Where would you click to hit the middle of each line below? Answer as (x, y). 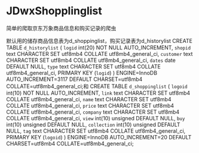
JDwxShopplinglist (54, 11)
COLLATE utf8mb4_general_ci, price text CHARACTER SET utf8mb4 (90, 105)
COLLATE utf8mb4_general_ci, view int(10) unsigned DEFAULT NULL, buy (96, 118)
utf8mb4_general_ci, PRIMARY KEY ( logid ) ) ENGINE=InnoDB (82, 73)
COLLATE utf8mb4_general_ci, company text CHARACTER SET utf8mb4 (93, 112)
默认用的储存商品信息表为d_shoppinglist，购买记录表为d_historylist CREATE (99, 40)
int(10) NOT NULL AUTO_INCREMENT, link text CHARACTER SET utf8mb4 (98, 93)
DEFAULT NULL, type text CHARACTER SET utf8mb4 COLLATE (84, 66)
